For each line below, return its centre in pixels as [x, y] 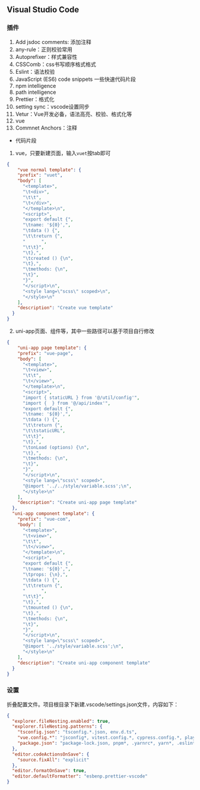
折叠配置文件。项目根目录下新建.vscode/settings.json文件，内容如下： [93, 704]
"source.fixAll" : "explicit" [53, 760]
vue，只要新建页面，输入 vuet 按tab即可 [63, 153]
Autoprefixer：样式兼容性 [46, 56]
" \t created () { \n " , [48, 258]
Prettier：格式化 [35, 99]
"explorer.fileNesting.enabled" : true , [61, 721]
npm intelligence [36, 86]
